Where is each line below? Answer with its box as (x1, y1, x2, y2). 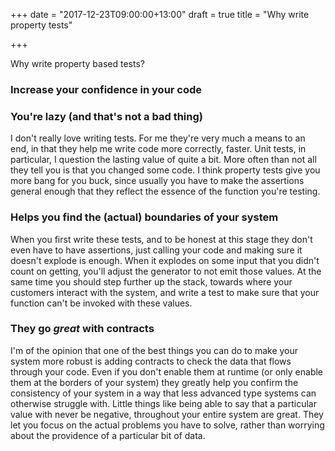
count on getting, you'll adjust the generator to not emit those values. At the (10, 265, 322, 277)
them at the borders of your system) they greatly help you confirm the (10, 376, 299, 388)
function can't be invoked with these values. (10, 297, 193, 309)
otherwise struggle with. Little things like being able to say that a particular (10, 397, 317, 409)
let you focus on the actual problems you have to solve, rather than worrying (10, 419, 325, 431)
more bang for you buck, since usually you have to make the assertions (10, 175, 305, 187)
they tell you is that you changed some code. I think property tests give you (10, 164, 321, 176)
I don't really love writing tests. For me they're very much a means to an (10, 132, 306, 144)
